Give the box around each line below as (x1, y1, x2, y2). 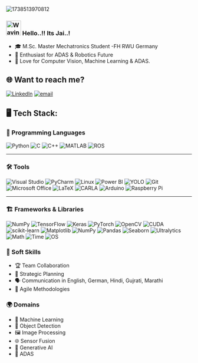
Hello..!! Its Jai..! (22, 29, 71, 37)
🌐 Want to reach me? (6, 74, 85, 85)
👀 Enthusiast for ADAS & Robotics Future (14, 51, 114, 58)
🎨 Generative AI (14, 344, 53, 351)
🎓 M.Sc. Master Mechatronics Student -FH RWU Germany (14, 43, 158, 50)
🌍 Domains (6, 301, 40, 309)
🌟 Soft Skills (6, 248, 41, 256)
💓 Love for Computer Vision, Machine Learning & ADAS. (14, 58, 150, 65)
